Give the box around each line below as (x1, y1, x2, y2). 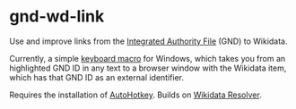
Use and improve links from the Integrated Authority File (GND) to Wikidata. (9, 36, 288, 46)
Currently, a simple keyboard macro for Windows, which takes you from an (9, 53, 286, 63)
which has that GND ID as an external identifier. (9, 71, 184, 82)
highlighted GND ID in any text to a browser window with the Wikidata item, (9, 63, 287, 73)
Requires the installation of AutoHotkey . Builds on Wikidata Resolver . (9, 89, 262, 100)
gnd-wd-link (9, 6, 105, 27)
